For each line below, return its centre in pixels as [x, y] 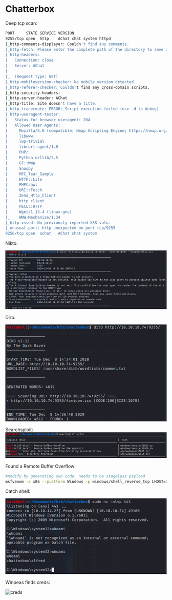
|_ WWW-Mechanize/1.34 [33, 217]
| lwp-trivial [25, 142]
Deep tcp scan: [21, 23]
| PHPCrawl [21, 185]
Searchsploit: [19, 430]
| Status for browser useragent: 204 [48, 120]
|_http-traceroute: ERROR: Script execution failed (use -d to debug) [82, 109]
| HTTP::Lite [24, 179]
